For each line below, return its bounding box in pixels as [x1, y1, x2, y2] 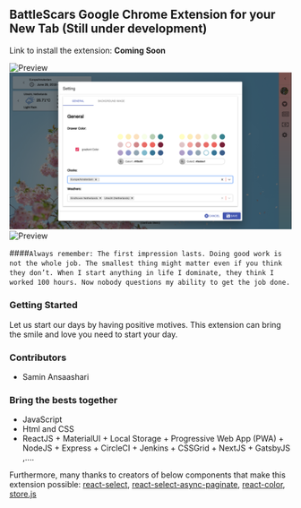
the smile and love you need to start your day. [9, 329, 178, 340]
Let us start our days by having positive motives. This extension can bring [9, 319, 282, 330]
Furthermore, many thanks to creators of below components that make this [9, 469, 287, 480]
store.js [9, 488, 38, 500]
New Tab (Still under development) [9, 22, 208, 37]
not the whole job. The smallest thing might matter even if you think [9, 259, 282, 268]
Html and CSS [21, 424, 74, 435]
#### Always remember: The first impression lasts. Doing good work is [9, 248, 282, 259]
